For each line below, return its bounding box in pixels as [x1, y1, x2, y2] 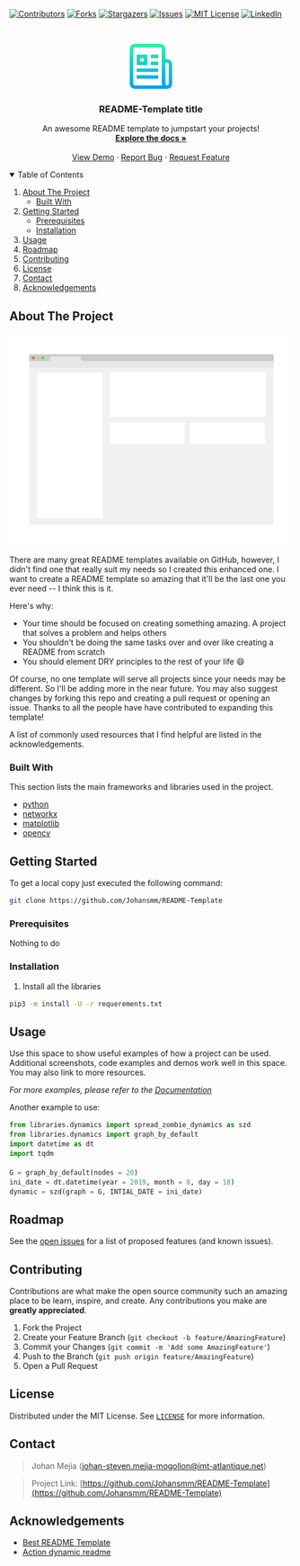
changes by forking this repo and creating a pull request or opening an [9, 693, 271, 703]
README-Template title [98, 103, 204, 115]
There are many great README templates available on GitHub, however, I [9, 554, 280, 566]
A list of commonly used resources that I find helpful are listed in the [9, 729, 262, 740]
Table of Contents [17, 169, 84, 180]
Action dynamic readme [22, 1547, 111, 1558]
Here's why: [9, 601, 54, 612]
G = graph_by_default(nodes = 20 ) [9, 1168, 139, 1177]
